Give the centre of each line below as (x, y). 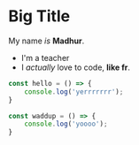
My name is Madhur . (46, 41)
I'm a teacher (45, 57)
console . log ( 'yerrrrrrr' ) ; (74, 92)
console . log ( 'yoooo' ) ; (66, 124)
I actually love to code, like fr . (75, 67)
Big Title (39, 16)
